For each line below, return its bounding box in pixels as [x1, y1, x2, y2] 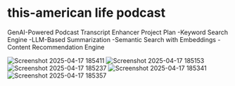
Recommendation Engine [32, 43, 105, 51]
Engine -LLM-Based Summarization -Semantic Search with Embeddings [7, 35, 217, 43]
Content [7, 43, 31, 51]
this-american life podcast [7, 5, 166, 21]
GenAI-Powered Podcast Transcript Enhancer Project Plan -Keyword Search [7, 28, 229, 36]
